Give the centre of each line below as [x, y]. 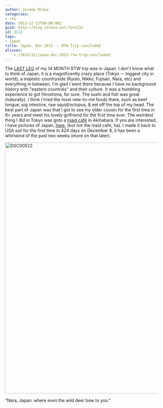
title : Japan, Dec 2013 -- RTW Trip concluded [53, 46]
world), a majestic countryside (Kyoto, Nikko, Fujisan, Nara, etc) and [73, 79]
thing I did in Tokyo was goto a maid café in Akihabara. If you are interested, [81, 120]
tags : [10, 37]
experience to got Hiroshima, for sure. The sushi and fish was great [72, 94]
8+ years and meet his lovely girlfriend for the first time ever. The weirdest [79, 115]
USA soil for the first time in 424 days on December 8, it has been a [73, 131]
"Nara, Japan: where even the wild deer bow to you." [58, 400]
